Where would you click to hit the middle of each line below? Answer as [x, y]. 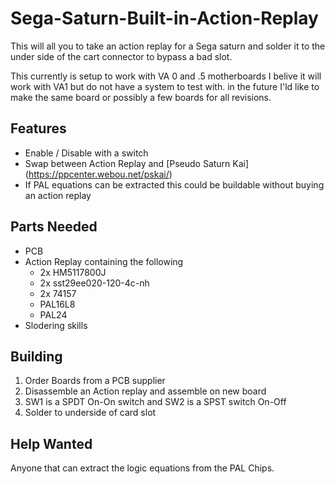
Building [36, 356]
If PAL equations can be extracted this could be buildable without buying [174, 184]
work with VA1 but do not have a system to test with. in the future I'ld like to [165, 86]
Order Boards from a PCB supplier [95, 381]
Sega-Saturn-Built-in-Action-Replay [164, 18]
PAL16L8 [57, 304]
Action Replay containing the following [104, 261]
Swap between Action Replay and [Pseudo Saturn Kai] [137, 163]
